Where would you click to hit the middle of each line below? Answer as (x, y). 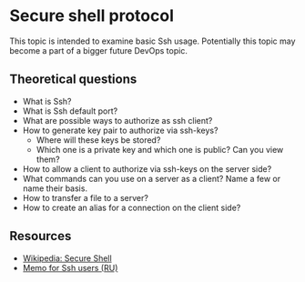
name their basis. (55, 188)
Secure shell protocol (92, 16)
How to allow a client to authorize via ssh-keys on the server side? (147, 168)
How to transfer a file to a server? (85, 197)
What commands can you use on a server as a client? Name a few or (151, 178)
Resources (41, 236)
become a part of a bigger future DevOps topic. (99, 50)
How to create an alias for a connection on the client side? (132, 207)
